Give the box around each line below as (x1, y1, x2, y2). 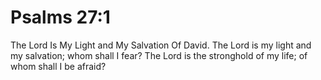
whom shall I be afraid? (10, 60, 107, 72)
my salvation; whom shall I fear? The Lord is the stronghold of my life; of (10, 49, 308, 61)
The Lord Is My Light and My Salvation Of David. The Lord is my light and (10, 39, 312, 51)
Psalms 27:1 (10, 6, 111, 29)
